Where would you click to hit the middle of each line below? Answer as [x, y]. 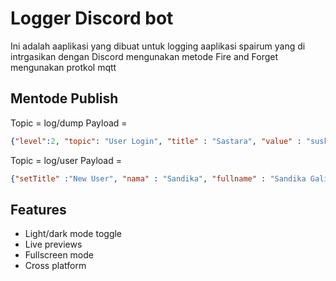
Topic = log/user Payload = [66, 160]
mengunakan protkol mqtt [63, 67]
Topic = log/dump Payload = [69, 123]
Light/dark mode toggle [73, 234]
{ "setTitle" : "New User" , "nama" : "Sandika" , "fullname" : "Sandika [158, 178]
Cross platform [55, 266]
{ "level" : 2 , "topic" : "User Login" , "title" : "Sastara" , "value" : [156, 141]
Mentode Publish [64, 98]
